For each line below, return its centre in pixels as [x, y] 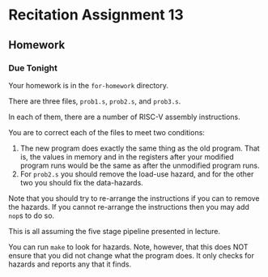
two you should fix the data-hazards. [81, 182]
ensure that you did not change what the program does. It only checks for [132, 255]
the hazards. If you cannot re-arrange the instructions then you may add [129, 207]
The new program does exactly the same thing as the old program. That [140, 148]
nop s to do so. [32, 215]
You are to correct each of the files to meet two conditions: [106, 132]
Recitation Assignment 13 [96, 15]
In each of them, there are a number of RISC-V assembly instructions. [124, 117]
